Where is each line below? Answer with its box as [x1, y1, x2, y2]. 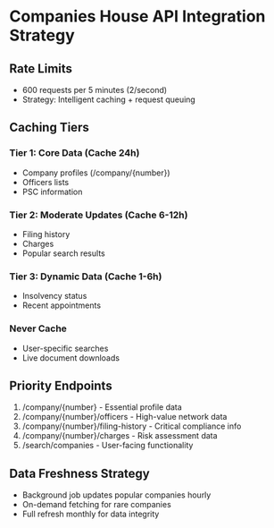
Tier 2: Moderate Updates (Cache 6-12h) [9, 209, 188, 221]
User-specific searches [21, 343, 109, 353]
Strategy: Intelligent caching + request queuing [21, 94, 196, 105]
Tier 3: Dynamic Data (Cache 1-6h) [9, 270, 162, 283]
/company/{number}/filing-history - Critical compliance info [21, 421, 242, 431]
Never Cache [9, 322, 67, 335]
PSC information [21, 186, 83, 197]
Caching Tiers [9, 120, 89, 135]
